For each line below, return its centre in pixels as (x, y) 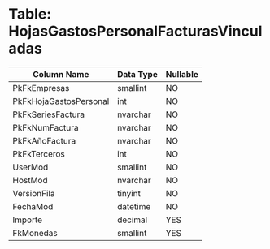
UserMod (30, 167)
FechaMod (33, 206)
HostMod (30, 180)
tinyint (128, 193)
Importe (28, 220)
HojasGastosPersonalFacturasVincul (135, 31)
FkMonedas (35, 233)
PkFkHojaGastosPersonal (61, 101)
